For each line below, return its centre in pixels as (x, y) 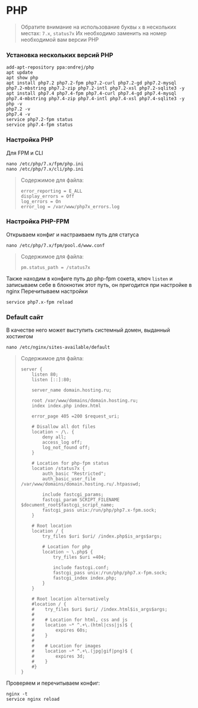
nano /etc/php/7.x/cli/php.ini (45, 169)
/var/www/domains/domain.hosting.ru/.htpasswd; (81, 484)
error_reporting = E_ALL (51, 191)
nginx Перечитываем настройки (47, 291)
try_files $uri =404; (79, 557)
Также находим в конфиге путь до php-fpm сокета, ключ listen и (89, 279)
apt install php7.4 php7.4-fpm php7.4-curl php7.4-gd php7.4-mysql (92, 94)
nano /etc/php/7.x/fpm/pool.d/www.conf (56, 245)
